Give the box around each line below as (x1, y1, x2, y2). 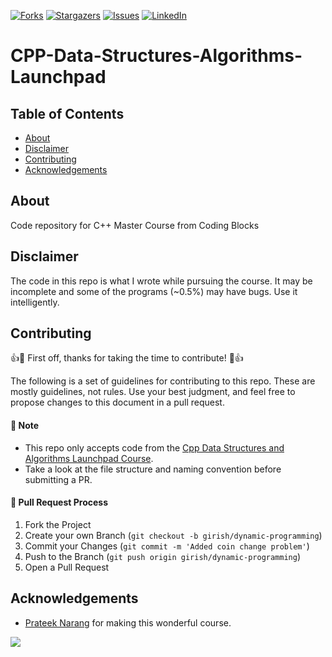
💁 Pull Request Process (10, 496, 108, 509)
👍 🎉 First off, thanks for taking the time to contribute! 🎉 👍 (10, 352, 244, 364)
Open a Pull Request (24, 561, 110, 573)
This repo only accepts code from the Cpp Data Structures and (24, 441, 285, 454)
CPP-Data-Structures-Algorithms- (10, 45, 303, 67)
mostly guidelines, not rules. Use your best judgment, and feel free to (10, 386, 296, 398)
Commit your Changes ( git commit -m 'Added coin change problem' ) (24, 540, 310, 552)
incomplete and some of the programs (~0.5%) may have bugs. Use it (10, 285, 298, 297)
